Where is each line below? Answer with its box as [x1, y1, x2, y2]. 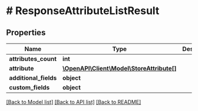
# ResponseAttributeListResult [6, 4, 160, 18]
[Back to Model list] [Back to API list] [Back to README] [6, 99, 141, 105]
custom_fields [9, 83, 50, 92]
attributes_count [9, 55, 57, 63]
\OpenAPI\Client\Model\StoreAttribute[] [62, 65, 177, 72]
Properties [6, 28, 46, 38]
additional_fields [9, 74, 57, 82]
